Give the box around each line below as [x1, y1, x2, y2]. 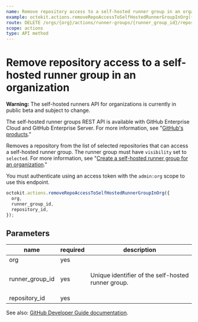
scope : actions [6, 25, 44, 31]
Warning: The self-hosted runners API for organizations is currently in [6, 101, 177, 108]
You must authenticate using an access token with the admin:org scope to [6, 172, 185, 180]
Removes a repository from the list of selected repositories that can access [6, 142, 189, 149]
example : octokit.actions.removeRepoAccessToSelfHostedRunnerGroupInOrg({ [6, 14, 194, 20]
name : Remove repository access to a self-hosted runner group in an [6, 8, 181, 15]
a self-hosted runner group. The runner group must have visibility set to [6, 149, 187, 156]
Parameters [6, 228, 50, 238]
